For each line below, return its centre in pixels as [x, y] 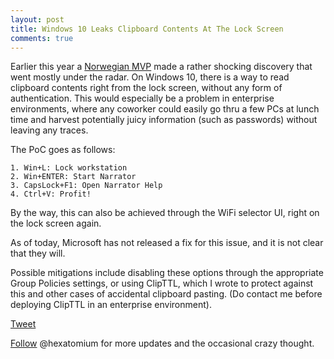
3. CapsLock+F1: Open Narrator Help [86, 186]
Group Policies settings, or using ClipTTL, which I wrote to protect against [162, 283]
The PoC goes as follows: [63, 150]
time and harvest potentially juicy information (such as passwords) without [164, 120]
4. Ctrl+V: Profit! [51, 194]
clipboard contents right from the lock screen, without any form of [146, 88]
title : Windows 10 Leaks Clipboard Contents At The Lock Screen [147, 29]
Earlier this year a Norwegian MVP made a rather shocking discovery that [161, 67]
